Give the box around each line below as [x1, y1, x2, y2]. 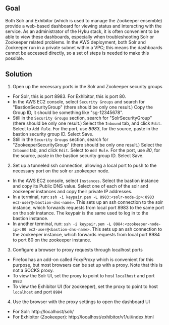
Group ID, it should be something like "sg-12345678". [12, 109, 124, 116]
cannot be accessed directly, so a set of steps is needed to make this [5, 50, 149, 56]
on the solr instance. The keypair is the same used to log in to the [12, 210, 149, 216]
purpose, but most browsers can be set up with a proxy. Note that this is [12, 262, 163, 268]
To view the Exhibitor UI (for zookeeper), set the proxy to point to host [12, 283, 158, 290]
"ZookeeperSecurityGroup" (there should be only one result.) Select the [12, 141, 162, 148]
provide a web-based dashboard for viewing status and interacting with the [5, 23, 162, 29]
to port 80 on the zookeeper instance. [12, 237, 92, 243]
